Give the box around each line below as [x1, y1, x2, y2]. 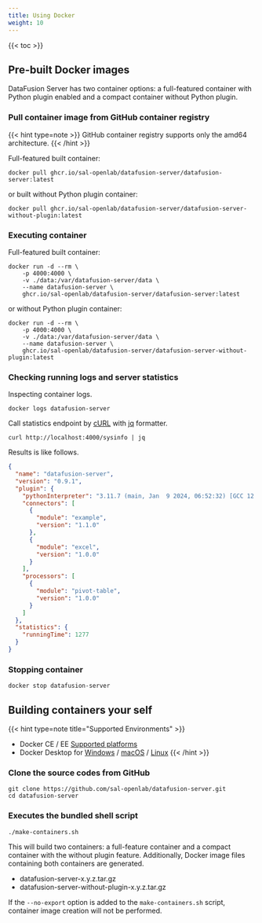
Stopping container [8, 664, 84, 675]
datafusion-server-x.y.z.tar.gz [19, 873, 116, 883]
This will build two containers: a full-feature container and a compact [8, 842, 231, 851]
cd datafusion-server [8, 792, 79, 800]
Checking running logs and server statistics [8, 371, 179, 382]
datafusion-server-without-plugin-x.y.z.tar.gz [19, 882, 166, 892]
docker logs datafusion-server [8, 405, 111, 413]
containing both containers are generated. [8, 859, 144, 868]
